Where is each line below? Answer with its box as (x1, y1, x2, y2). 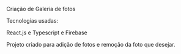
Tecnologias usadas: (6, 17, 59, 24)
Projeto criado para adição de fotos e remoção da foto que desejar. (6, 41, 175, 48)
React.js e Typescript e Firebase (6, 29, 87, 36)
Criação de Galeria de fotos (6, 6, 76, 12)
